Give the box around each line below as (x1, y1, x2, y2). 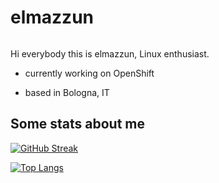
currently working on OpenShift (24, 67, 155, 79)
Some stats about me (10, 116, 146, 133)
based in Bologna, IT (24, 86, 110, 98)
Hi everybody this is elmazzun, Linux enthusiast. (10, 47, 210, 60)
